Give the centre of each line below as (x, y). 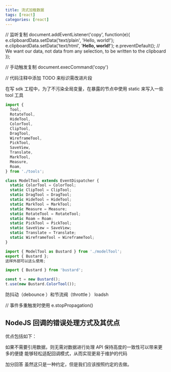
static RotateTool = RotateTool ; (45, 214)
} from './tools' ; (25, 171)
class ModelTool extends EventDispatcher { (52, 181)
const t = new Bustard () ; (33, 279)
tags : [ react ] (20, 15)
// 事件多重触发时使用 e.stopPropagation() (49, 305)
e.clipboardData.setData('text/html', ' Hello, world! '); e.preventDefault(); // (82, 46)
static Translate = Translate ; (43, 233)
